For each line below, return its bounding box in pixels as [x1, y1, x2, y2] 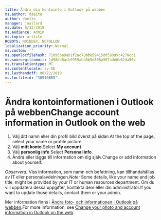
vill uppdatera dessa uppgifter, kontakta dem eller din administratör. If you [5, 184, 152, 190]
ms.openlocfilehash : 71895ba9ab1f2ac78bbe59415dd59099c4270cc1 [5, 52, 136, 58]
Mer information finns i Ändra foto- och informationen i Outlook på [5, 199, 138, 205]
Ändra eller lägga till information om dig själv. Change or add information [12, 154, 157, 160]
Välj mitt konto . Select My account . [12, 144, 83, 150]
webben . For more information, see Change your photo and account [5, 204, 140, 210]
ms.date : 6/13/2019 [5, 25, 45, 30]
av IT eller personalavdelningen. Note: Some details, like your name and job [5, 174, 155, 180]
